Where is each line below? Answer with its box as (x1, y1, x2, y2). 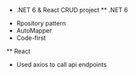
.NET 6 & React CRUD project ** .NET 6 (16, 6, 128, 14)
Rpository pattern (16, 19, 66, 27)
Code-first (16, 34, 46, 42)
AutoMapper (16, 27, 52, 34)
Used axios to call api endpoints (16, 61, 107, 68)
